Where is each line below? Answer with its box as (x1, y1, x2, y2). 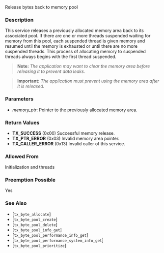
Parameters (5, 95, 33, 102)
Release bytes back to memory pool (5, 4, 78, 10)
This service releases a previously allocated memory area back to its (5, 28, 144, 33)
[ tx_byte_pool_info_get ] (12, 226, 62, 233)
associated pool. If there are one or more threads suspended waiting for (5, 33, 151, 39)
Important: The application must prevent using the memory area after (17, 78, 160, 84)
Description (5, 16, 34, 23)
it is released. (17, 83, 45, 89)
